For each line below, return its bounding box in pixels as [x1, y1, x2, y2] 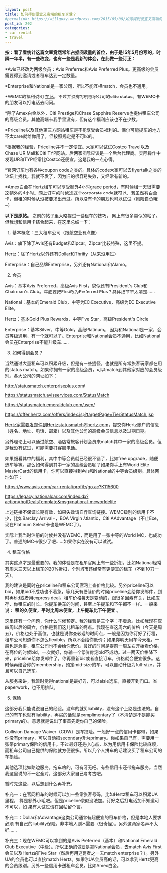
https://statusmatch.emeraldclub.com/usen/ [5, 401, 95, 408]
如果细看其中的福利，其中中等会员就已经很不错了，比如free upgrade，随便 [5, 455, 158, 461]
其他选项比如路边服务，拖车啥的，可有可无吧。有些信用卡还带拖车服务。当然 [5, 764, 162, 770]
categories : [5, 26, 30, 31]
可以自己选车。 [9, 668, 40, 674]
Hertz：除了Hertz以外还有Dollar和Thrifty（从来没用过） [5, 251, 119, 257]
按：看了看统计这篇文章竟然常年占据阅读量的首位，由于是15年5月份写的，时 [5, 49, 161, 55]
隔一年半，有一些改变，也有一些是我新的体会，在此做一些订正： [5, 55, 136, 61]
